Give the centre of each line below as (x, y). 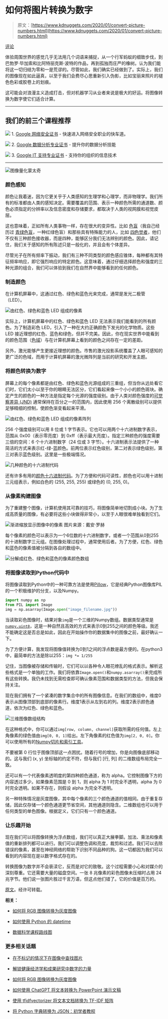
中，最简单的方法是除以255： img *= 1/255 (49, 655)
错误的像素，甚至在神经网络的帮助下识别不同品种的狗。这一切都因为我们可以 (84, 850)
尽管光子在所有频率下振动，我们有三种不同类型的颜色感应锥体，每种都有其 (82, 255)
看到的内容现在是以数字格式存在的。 (42, 856)
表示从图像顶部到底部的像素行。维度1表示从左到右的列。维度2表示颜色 (77, 701)
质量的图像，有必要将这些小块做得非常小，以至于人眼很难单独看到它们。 (88, 514)
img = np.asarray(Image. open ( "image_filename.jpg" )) (61, 609)
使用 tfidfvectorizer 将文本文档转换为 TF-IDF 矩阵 (63, 1000)
